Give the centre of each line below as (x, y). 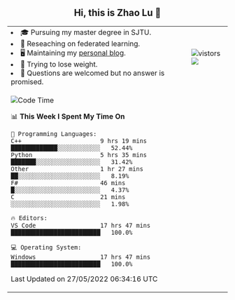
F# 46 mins (68, 183)
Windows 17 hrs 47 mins (81, 257)
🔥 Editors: (29, 218)
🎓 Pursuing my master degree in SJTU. (86, 32)
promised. (27, 81)
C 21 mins (68, 197)
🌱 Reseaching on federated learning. (80, 43)
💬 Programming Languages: (54, 134)
